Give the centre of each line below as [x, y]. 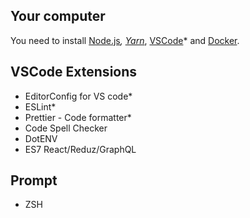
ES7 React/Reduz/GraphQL [80, 149]
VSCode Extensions [74, 72]
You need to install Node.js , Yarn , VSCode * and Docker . [125, 40]
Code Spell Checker [66, 128]
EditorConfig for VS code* [78, 96]
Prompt [34, 180]
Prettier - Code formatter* [78, 117]
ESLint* [40, 106]
